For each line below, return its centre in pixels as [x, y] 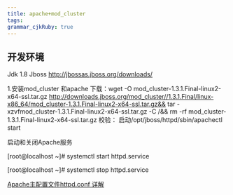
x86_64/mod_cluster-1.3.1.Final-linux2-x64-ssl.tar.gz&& [87, 104]
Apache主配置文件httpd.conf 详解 [56, 184]
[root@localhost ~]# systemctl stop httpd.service [78, 170]
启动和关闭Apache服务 [40, 142]
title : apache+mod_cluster [47, 14]
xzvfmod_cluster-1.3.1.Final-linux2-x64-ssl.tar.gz [77, 112]
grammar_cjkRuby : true [40, 27]
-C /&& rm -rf [168, 112]
